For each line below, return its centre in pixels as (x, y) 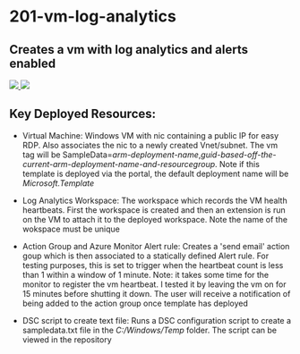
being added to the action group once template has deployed (135, 303)
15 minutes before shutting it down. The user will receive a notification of (156, 293)
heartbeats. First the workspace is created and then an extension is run (154, 210)
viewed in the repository (67, 339)
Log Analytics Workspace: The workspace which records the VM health (155, 200)
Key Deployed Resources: (83, 114)
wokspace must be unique (71, 229)
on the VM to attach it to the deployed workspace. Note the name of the (155, 219)
